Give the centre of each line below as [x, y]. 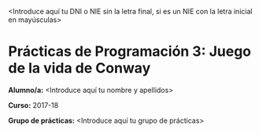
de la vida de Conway [80, 68]
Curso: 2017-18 [33, 105]
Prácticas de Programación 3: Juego [130, 52]
